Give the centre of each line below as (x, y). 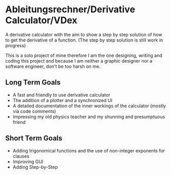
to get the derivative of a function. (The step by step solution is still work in (84, 40)
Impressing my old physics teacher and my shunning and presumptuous (89, 116)
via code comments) (34, 111)
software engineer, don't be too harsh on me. (53, 66)
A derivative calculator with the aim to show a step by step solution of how (84, 34)
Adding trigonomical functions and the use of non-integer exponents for (89, 150)
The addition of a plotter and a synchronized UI (62, 100)
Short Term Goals (34, 138)
